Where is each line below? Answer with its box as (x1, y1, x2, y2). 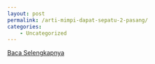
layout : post (7, 10, 45, 17)
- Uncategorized (20, 29, 68, 37)
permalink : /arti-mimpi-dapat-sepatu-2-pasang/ (7, 17, 149, 24)
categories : (7, 23, 42, 30)
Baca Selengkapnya (7, 49, 65, 57)
